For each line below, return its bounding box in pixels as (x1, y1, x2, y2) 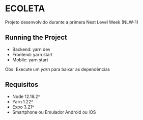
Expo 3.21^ (12, 104, 34, 110)
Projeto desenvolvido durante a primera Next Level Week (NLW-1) (5, 19, 139, 25)
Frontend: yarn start (12, 51, 53, 57)
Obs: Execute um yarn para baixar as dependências (5, 66, 110, 72)
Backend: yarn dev (12, 46, 51, 52)
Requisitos (5, 80, 38, 89)
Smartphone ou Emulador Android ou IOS (12, 109, 96, 115)
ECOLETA (5, 3, 45, 14)
